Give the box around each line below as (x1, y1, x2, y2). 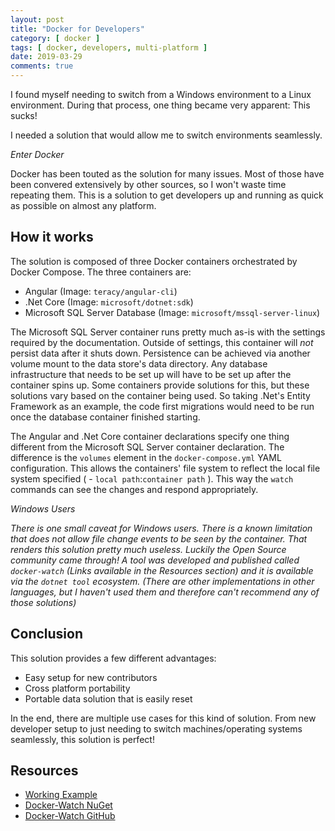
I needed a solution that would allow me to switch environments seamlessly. (10, 129, 323, 141)
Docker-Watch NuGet (24, 799, 113, 811)
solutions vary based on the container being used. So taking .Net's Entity (10, 389, 311, 401)
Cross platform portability (24, 682, 131, 694)
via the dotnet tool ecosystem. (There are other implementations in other (10, 575, 315, 587)
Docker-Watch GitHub (24, 810, 116, 822)
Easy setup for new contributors (24, 671, 158, 683)
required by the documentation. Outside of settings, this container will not (10, 336, 314, 348)
